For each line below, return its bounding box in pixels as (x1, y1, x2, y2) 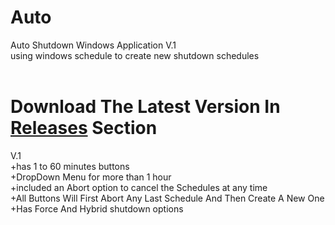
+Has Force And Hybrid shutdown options (10, 202, 184, 215)
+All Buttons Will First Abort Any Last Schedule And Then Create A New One (10, 192, 325, 204)
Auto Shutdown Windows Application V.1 (10, 39, 177, 51)
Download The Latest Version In (10, 96, 281, 118)
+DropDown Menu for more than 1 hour (10, 171, 172, 183)
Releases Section (10, 117, 158, 140)
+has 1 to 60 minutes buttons (10, 160, 130, 172)
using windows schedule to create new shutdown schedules (10, 49, 260, 61)
